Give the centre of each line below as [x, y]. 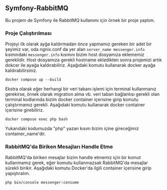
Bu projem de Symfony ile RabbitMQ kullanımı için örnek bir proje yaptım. [80, 20]
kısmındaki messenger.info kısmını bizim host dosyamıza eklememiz [75, 55]
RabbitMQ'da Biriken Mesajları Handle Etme [59, 147]
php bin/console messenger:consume [42, 183]
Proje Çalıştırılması [28, 33]
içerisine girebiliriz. [24, 110]
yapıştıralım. [18, 174]
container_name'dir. [25, 134]
